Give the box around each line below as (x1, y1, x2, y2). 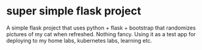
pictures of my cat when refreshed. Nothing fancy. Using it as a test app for (6, 30, 197, 37)
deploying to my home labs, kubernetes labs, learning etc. (6, 37, 153, 44)
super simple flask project (6, 4, 142, 18)
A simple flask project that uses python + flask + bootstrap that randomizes (6, 24, 197, 31)
